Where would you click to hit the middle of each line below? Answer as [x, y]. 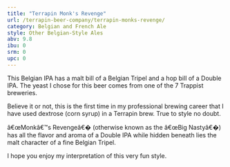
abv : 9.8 [20, 39]
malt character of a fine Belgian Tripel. [61, 142]
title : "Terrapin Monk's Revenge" [57, 13]
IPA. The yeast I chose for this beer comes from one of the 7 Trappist [105, 85]
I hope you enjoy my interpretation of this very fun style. [87, 155]
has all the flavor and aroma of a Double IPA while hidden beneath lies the [112, 135]
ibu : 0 [17, 46]
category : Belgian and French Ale [57, 26]
